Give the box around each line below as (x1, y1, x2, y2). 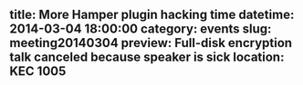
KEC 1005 (9, 63, 67, 80)
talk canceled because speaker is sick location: (9, 50, 285, 65)
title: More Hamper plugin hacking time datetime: (9, 7, 295, 23)
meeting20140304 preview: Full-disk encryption (9, 35, 293, 51)
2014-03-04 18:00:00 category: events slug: (9, 22, 272, 37)
